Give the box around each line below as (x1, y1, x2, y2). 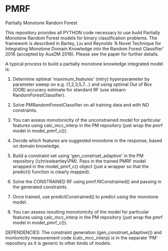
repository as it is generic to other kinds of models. (5, 240, 112, 246)
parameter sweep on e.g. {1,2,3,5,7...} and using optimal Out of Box (12, 81, 152, 87)
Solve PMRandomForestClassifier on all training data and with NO (12, 102, 149, 108)
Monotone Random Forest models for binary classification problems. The (5, 35, 158, 41)
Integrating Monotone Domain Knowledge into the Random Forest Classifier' (5, 45, 164, 52)
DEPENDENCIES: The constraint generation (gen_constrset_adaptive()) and (5, 229, 162, 235)
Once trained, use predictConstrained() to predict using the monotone (12, 193, 159, 199)
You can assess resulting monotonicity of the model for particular (12, 209, 149, 215)
